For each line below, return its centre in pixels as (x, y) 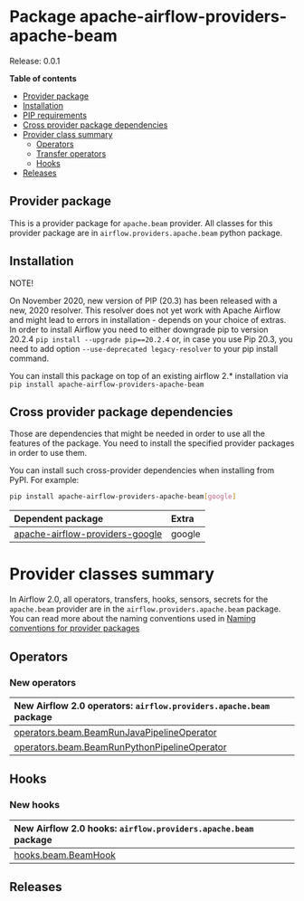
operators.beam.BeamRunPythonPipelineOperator (120, 746)
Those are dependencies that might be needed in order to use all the (137, 434)
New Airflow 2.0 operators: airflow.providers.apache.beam (142, 706)
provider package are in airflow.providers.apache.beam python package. (146, 232)
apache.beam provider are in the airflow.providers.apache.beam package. (145, 609)
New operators (43, 682)
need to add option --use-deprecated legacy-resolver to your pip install (144, 348)
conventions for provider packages (75, 628)
